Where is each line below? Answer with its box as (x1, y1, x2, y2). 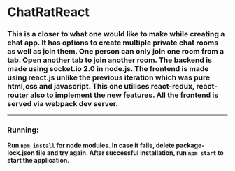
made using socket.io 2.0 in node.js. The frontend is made (7, 64, 209, 74)
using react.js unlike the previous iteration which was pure (7, 73, 211, 82)
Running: (7, 125, 39, 135)
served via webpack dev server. (7, 99, 119, 109)
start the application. (7, 156, 70, 164)
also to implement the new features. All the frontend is (30, 90, 219, 100)
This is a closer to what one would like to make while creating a (7, 29, 225, 39)
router (7, 90, 29, 100)
